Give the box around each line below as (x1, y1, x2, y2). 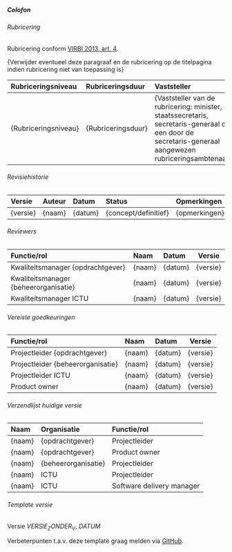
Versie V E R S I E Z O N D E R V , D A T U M (7, 522, 101, 532)
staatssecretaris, (154, 111, 209, 120)
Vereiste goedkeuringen (7, 313, 75, 321)
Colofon (7, 6, 31, 14)
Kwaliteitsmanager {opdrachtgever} (10, 263, 126, 272)
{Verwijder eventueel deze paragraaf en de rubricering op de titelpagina (7, 57, 212, 66)
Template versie (7, 500, 53, 508)
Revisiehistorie (7, 173, 49, 181)
